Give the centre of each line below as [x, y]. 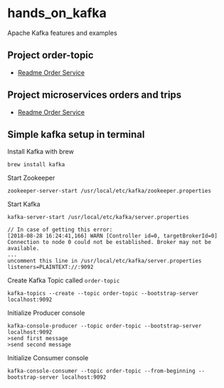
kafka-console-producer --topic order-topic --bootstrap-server [105, 326]
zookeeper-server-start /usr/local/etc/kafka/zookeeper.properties [110, 191]
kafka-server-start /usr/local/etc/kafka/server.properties [98, 218]
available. [23, 249]
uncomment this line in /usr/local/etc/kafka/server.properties [105, 261]
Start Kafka [24, 204]
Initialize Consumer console [48, 358]
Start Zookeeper [31, 178]
